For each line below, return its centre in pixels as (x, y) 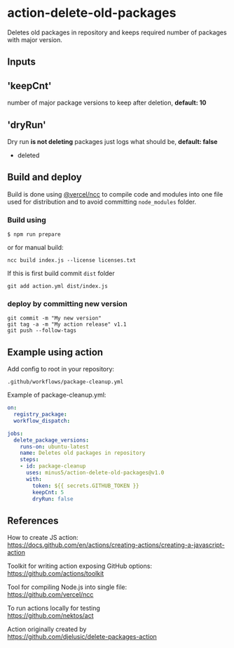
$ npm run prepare (34, 234)
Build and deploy (44, 177)
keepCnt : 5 (48, 492)
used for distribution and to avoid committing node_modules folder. (102, 201)
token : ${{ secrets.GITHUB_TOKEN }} (86, 486)
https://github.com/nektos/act (50, 616)
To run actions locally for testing (54, 608)
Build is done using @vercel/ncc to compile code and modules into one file (115, 194)
